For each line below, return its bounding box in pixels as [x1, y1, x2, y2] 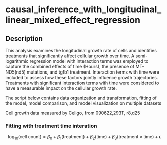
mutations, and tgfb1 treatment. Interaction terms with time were [27, 69, 160, 75]
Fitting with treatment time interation [5, 122, 97, 129]
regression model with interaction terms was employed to [29, 58, 149, 64]
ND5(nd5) [5, 69, 26, 75]
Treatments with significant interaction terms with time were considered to [5, 80, 159, 86]
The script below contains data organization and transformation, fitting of [5, 95, 157, 101]
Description [5, 34, 43, 43]
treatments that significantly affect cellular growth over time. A [5, 53, 135, 59]
